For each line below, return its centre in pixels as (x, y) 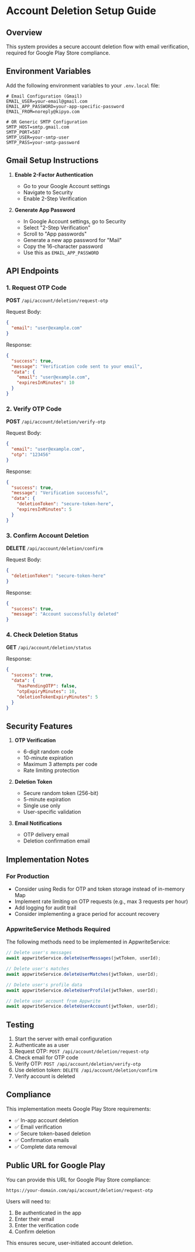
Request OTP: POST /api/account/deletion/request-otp (82, 1051)
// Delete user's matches (37, 969)
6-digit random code (48, 752)
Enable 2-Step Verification (55, 199)
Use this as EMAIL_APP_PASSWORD (61, 252)
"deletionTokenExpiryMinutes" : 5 (57, 697)
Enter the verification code (47, 1225)
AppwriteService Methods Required (58, 929)
